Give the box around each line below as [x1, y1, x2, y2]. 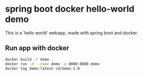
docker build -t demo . [5, 57, 54, 62]
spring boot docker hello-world [5, 3, 135, 15]
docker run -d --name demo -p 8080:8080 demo [5, 61, 99, 66]
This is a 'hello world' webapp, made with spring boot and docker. [5, 30, 138, 36]
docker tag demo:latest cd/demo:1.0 [5, 66, 80, 71]
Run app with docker [5, 44, 70, 52]
